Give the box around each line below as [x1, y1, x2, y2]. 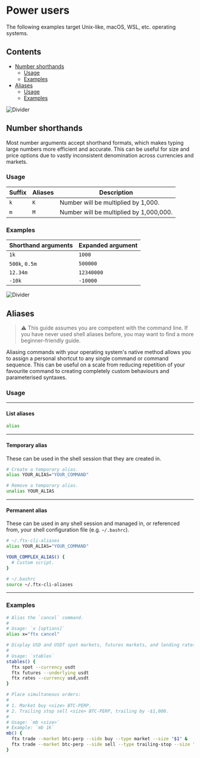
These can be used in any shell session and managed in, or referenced [6, 520, 180, 527]
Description [99, 188, 133, 197]
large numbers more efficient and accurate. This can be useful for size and [6, 145, 190, 153]
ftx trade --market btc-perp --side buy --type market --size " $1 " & [11, 736, 187, 742]
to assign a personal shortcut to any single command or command [6, 355, 168, 362]
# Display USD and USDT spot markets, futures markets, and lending [6, 642, 180, 648]
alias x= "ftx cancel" [6, 631, 60, 638]
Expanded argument [78, 241, 138, 250]
